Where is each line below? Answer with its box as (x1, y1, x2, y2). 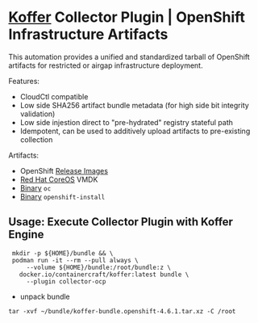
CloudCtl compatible (19, 91, 89, 101)
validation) (19, 109, 56, 119)
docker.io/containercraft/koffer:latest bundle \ (19, 271, 189, 279)
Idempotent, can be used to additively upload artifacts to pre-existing (19, 126, 251, 136)
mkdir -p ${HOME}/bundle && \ (11, 249, 114, 258)
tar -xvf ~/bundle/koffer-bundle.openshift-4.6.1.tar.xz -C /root (8, 307, 236, 315)
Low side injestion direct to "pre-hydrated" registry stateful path (19, 117, 234, 127)
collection (19, 134, 53, 145)
